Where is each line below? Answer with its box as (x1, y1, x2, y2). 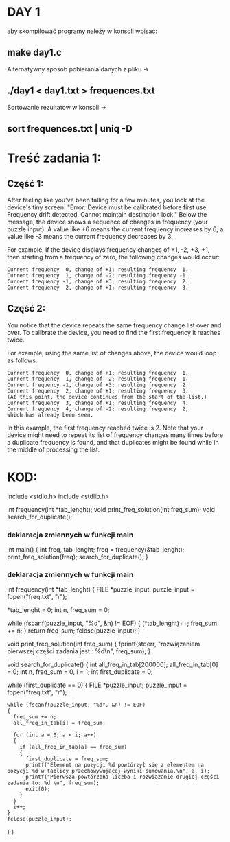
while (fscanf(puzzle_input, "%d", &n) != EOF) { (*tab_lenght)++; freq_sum (7, 619, 218, 628)
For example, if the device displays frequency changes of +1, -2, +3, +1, (7, 245, 210, 254)
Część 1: (7, 178, 44, 189)
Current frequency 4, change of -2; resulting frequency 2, (7, 406, 189, 412)
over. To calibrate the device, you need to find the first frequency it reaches (7, 328, 221, 336)
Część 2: (7, 303, 46, 314)
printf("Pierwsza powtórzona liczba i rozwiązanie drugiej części (25, 773, 220, 781)
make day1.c (7, 47, 62, 58)
